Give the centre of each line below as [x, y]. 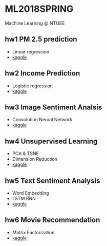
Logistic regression [33, 86]
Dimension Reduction [35, 159]
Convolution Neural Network [42, 120]
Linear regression [31, 51]
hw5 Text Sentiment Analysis [52, 181]
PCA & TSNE [26, 154]
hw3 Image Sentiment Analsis [53, 107]
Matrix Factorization [33, 232]
